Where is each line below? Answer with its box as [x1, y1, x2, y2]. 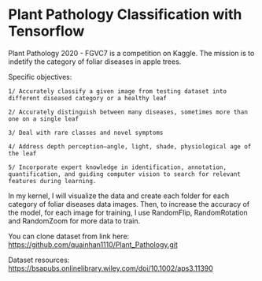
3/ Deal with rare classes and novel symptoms [8, 129, 164, 137]
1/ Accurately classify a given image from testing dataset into [8, 87, 227, 96]
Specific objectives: [8, 72, 72, 81]
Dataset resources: [8, 255, 70, 264]
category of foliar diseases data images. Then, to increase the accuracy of [8, 199, 250, 208]
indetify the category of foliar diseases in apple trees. [8, 57, 182, 66]
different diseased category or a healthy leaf [8, 94, 168, 102]
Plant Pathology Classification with [8, 6, 242, 24]
